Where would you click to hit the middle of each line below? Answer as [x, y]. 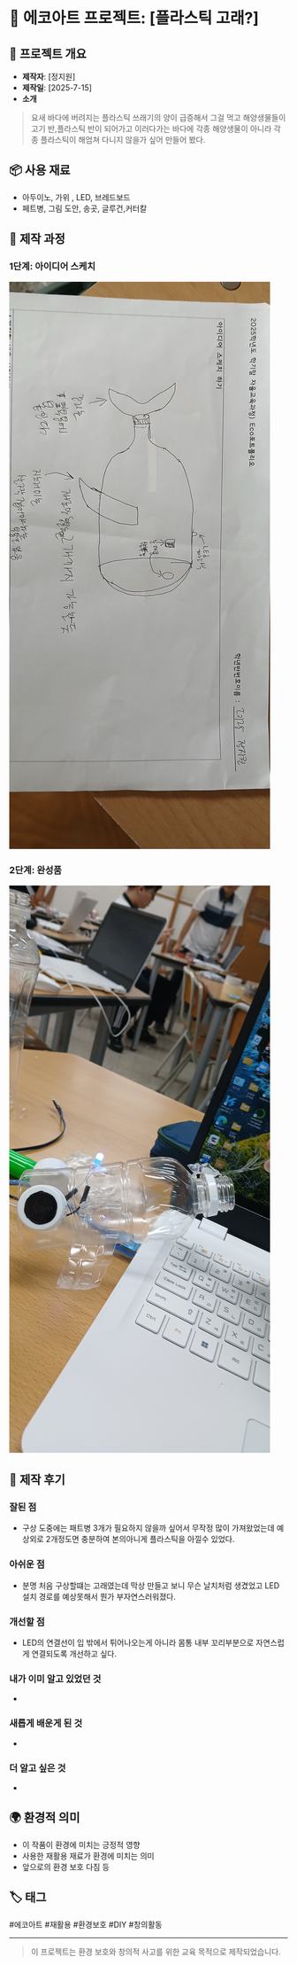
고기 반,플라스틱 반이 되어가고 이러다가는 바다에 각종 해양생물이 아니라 [151, 129]
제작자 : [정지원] [49, 77]
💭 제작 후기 [38, 1480]
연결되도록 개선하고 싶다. [74, 1654]
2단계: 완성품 [35, 870]
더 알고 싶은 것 [38, 1767]
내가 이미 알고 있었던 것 [55, 1679]
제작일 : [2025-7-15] [57, 88]
